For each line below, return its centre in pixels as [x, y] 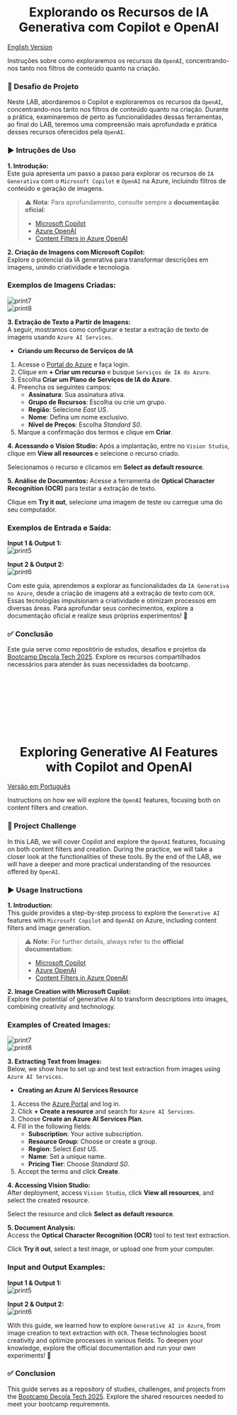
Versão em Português [39, 787]
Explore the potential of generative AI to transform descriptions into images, [118, 999]
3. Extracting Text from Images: [55, 1061]
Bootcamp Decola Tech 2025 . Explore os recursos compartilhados [104, 657]
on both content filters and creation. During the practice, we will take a [110, 849]
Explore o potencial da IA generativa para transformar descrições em [108, 260]
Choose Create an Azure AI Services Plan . [80, 1119]
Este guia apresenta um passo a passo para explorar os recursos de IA [111, 173]
